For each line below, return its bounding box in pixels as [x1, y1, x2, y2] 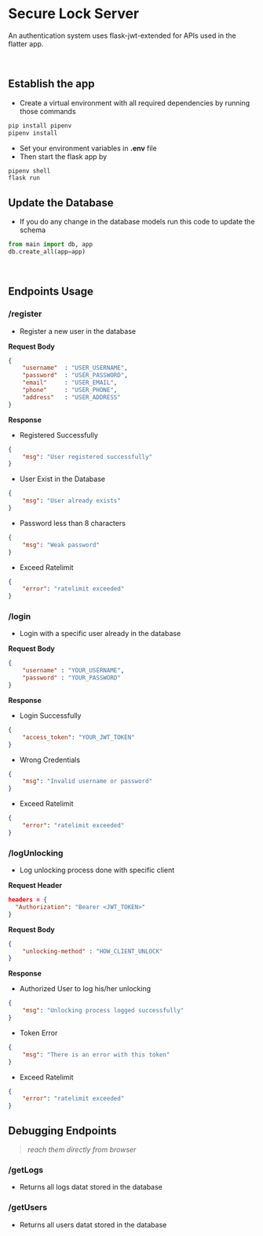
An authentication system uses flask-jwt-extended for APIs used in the [8, 31, 237, 40]
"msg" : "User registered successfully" [22, 453, 153, 461]
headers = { [8, 896, 47, 904]
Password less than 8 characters [19, 518, 126, 527]
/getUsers [8, 1202, 48, 1213]
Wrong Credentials [19, 755, 81, 764]
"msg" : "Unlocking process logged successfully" [22, 1007, 184, 1015]
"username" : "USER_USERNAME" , [22, 364, 128, 372]
